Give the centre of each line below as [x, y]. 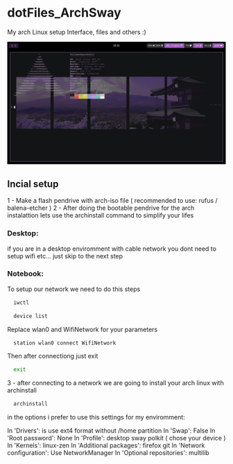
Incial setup [33, 184]
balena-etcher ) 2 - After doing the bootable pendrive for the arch [101, 208]
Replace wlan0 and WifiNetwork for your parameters [83, 329]
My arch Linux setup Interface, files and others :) [77, 32]
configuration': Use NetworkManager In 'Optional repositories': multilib [108, 453]
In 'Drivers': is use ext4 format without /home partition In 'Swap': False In [111, 431]
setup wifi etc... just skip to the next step [65, 256]
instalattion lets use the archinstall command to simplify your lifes [101, 215]
